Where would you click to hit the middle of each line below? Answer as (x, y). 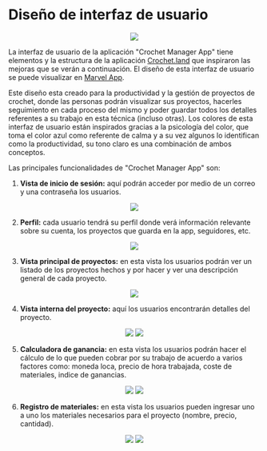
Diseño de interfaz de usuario (108, 15)
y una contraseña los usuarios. (70, 192)
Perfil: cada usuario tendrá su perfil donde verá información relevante (135, 222)
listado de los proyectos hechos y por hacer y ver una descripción (129, 269)
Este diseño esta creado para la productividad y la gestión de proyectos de (132, 93)
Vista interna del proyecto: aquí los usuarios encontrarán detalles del (135, 309)
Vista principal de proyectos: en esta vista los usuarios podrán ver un (135, 261)
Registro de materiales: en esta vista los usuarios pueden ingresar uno (137, 406)
